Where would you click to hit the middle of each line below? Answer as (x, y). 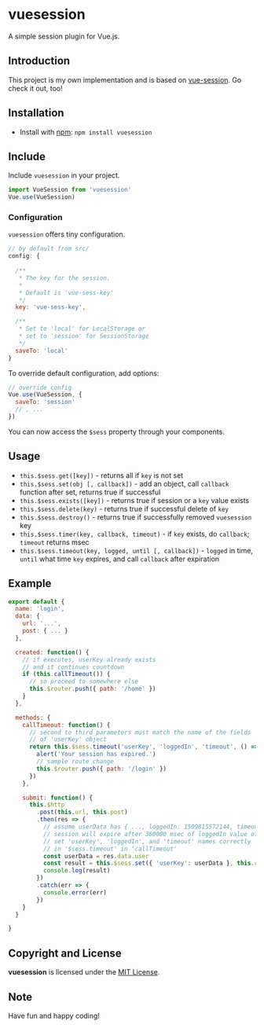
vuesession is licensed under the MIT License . (84, 972)
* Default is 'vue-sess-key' (66, 292)
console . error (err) (75, 892)
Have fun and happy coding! (54, 1015)
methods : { (33, 718)
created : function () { (52, 652)
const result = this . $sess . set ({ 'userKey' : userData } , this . (149, 863)
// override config (40, 387)
